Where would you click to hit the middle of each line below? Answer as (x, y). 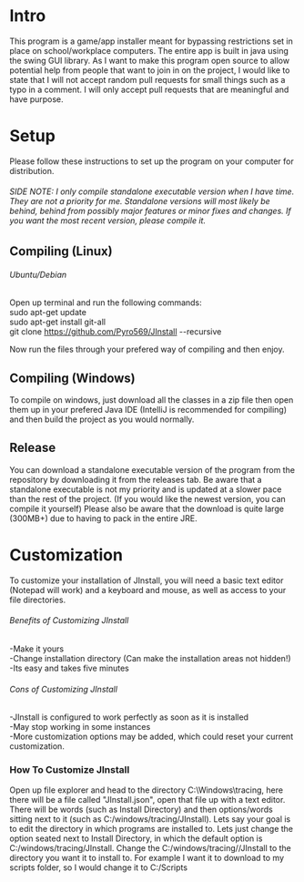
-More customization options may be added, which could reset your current (152, 737)
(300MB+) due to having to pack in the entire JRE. (103, 518)
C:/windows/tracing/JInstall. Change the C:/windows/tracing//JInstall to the (150, 847)
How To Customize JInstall (70, 770)
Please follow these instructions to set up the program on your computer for (152, 161)
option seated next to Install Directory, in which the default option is (136, 838)
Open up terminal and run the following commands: (106, 303)
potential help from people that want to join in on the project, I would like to (150, 70)
